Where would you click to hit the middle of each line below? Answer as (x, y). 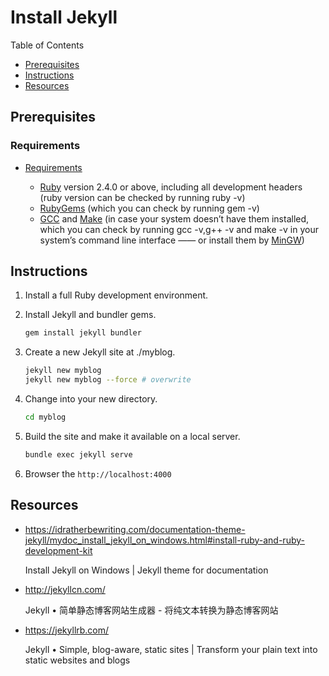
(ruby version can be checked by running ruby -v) (142, 197)
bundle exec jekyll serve (78, 454)
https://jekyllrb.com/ (67, 630)
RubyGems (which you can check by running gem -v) (149, 208)
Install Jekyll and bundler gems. (90, 315)
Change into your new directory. (91, 399)
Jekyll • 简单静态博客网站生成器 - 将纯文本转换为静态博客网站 (151, 610)
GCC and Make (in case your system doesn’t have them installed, (174, 218)
